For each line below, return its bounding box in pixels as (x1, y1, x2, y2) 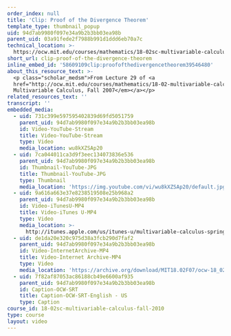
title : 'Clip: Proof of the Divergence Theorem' (7, 17, 149, 23)
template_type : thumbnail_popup (7, 23, 100, 30)
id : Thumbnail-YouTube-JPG (19, 164, 97, 171)
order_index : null (7, 10, 60, 17)
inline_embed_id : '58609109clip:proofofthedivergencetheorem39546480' (7, 61, 214, 68)
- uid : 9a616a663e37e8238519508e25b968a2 (13, 190, 134, 197)
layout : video (7, 318, 48, 325)
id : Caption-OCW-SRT (19, 286, 78, 293)
